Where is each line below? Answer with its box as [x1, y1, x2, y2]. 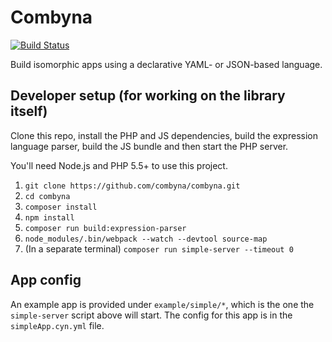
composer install [24, 202, 98, 212]
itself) [10, 103, 48, 120]
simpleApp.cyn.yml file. [10, 319, 105, 331]
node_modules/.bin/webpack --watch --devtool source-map [24, 234, 268, 244]
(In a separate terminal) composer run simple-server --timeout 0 [24, 242, 294, 255]
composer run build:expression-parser [24, 223, 187, 233]
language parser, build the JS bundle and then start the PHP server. [10, 140, 289, 152]
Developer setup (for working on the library [10, 87, 286, 105]
